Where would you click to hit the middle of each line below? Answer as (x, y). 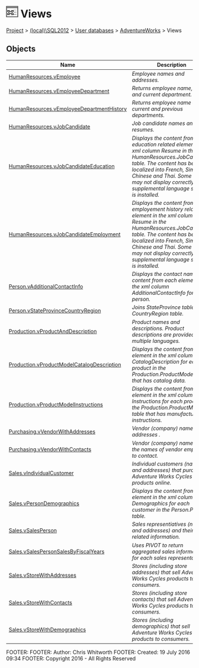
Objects (21, 49)
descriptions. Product (158, 328)
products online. (152, 483)
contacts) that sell (154, 599)
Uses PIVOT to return (158, 545)
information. (165, 537)
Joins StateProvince (156, 307)
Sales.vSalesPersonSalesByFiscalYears (57, 551)
